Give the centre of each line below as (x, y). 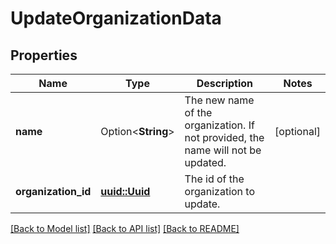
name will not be (223, 150)
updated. (205, 162)
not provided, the (224, 137)
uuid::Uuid (125, 191)
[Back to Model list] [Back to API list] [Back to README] (125, 228)
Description (225, 83)
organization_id (53, 191)
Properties (44, 55)
